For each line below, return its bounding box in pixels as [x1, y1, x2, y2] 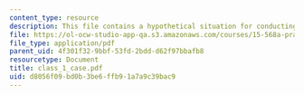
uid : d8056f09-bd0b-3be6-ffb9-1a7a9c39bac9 [9, 72, 176, 81]
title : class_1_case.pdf [9, 64, 103, 73]
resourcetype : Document [9, 55, 100, 64]
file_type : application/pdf [9, 38, 116, 48]
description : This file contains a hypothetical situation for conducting [9, 22, 298, 31]
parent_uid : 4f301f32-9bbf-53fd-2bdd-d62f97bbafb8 [9, 47, 204, 56]
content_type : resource [9, 13, 100, 23]
